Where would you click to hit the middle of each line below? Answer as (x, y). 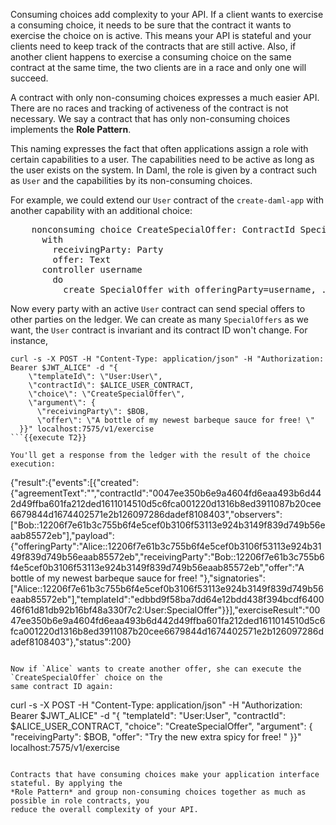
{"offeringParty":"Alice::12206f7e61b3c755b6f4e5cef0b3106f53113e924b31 (166, 546)
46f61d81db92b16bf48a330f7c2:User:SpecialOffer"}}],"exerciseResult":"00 (165, 610)
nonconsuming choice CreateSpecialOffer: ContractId (163, 229)
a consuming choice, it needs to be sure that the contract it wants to (151, 25)
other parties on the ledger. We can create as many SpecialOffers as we (159, 319)
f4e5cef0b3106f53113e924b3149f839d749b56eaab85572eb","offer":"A (157, 567)
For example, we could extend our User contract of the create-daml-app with (167, 200)
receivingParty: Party (108, 249)
